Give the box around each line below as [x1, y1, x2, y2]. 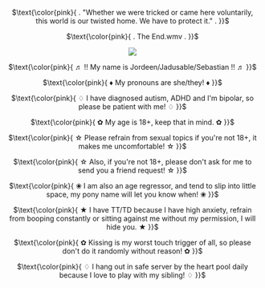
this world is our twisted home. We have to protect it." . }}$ [35, 16, 230, 26]
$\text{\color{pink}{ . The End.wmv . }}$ [66, 32, 199, 41]
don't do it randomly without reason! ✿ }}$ [62, 246, 203, 256]
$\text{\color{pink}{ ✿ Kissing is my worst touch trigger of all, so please [13, 237, 252, 247]
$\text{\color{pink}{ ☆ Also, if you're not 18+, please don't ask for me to [13, 157, 252, 166]
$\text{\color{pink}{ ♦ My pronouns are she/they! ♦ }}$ [43, 78, 222, 87]
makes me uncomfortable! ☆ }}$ [78, 141, 187, 151]
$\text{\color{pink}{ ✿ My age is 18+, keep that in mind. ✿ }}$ [31, 117, 234, 127]
